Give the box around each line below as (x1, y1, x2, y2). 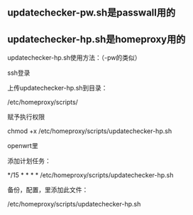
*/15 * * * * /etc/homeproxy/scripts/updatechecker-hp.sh (7, 171, 174, 179)
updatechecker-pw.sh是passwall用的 (7, 6, 176, 19)
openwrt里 (7, 142, 38, 150)
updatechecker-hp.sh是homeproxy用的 (7, 33, 186, 45)
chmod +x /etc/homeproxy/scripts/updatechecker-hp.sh (7, 127, 172, 135)
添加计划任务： (7, 157, 51, 165)
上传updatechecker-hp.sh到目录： (7, 84, 108, 93)
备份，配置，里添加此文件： (7, 186, 89, 194)
